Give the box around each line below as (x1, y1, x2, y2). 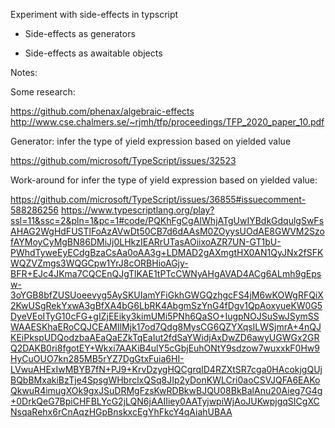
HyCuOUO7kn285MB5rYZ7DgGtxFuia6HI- (10, 353, 185, 364)
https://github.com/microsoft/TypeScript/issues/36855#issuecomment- (10, 194, 307, 205)
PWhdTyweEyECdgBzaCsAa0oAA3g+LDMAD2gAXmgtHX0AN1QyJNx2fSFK (10, 247, 324, 258)
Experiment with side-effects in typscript (10, 9, 179, 20)
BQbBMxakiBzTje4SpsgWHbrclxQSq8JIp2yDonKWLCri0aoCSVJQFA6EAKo (10, 374, 321, 386)
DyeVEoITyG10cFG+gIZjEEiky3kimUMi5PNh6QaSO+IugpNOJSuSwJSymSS (10, 310, 320, 322)
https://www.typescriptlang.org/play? (60, 204, 215, 216)
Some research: (10, 86, 76, 98)
